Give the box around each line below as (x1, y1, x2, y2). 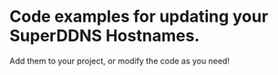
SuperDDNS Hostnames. (9, 25, 201, 46)
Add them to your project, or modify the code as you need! (9, 55, 231, 66)
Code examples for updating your (9, 6, 269, 27)
